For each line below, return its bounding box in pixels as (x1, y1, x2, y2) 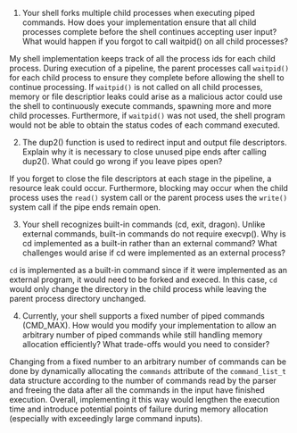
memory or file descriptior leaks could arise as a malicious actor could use (9, 91, 283, 102)
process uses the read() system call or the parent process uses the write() (9, 192, 288, 203)
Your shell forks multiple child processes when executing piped (21, 8, 256, 18)
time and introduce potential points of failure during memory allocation (9, 404, 269, 414)
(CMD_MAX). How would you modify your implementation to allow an (21, 321, 276, 330)
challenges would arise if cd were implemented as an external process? (21, 247, 285, 258)
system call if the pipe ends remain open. (9, 202, 161, 212)
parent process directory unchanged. (9, 294, 147, 304)
